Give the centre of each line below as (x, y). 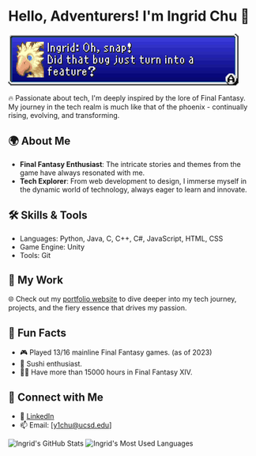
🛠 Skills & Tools (48, 216)
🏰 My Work (36, 280)
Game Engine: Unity (52, 247)
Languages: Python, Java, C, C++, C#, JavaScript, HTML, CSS (121, 238)
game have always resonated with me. (82, 173)
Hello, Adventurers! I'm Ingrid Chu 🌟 (129, 16)
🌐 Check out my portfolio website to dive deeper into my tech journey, (122, 299)
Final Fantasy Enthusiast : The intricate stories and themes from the (130, 164)
